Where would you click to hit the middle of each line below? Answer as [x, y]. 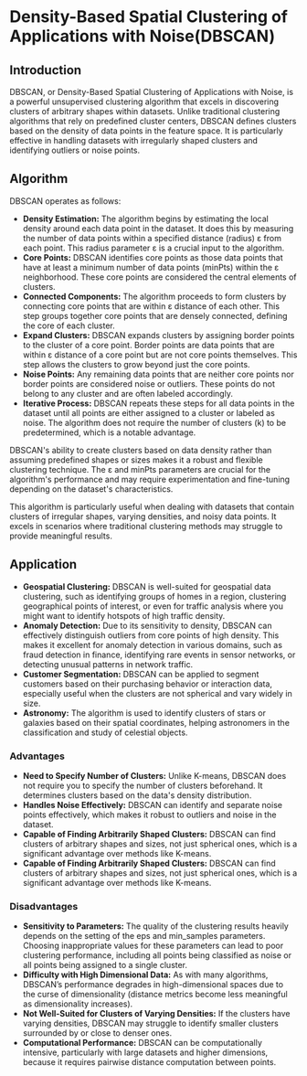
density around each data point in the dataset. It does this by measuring [158, 228]
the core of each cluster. [69, 325]
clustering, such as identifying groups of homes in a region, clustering [154, 596]
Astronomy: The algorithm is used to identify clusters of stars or [144, 713]
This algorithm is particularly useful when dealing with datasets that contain [152, 506]
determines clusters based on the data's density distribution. [137, 795]
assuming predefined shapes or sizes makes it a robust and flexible [136, 460]
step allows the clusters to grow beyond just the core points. [136, 364]
